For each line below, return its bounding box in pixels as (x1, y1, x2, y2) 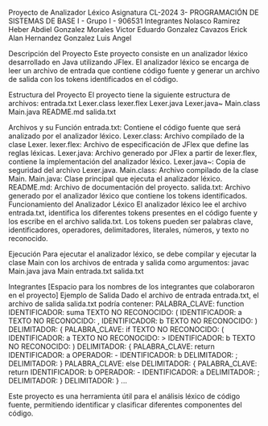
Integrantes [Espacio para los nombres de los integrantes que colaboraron (8, 282, 255, 291)
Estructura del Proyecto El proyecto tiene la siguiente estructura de (8, 90, 231, 100)
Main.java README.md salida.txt (8, 107, 117, 117)
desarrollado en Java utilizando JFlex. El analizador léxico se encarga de (8, 57, 249, 67)
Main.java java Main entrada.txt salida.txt (8, 266, 144, 276)
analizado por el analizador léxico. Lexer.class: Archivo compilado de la (8, 131, 245, 141)
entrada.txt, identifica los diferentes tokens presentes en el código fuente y (8, 208, 258, 217)
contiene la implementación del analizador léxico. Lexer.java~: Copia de (8, 157, 246, 166)
